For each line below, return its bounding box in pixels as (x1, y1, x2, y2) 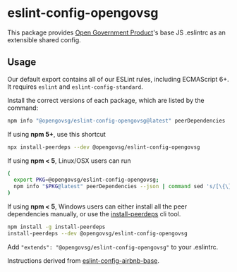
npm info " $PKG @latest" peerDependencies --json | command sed (13, 183, 203, 190)
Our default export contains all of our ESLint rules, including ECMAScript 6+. (7, 75, 229, 83)
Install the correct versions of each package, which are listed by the (7, 96, 205, 104)
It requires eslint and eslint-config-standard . (7, 82, 143, 91)
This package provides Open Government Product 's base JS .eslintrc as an (7, 28, 226, 37)
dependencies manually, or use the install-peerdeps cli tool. (7, 210, 181, 218)
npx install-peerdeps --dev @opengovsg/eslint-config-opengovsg (7, 143, 200, 151)
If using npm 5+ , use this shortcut (7, 130, 106, 138)
